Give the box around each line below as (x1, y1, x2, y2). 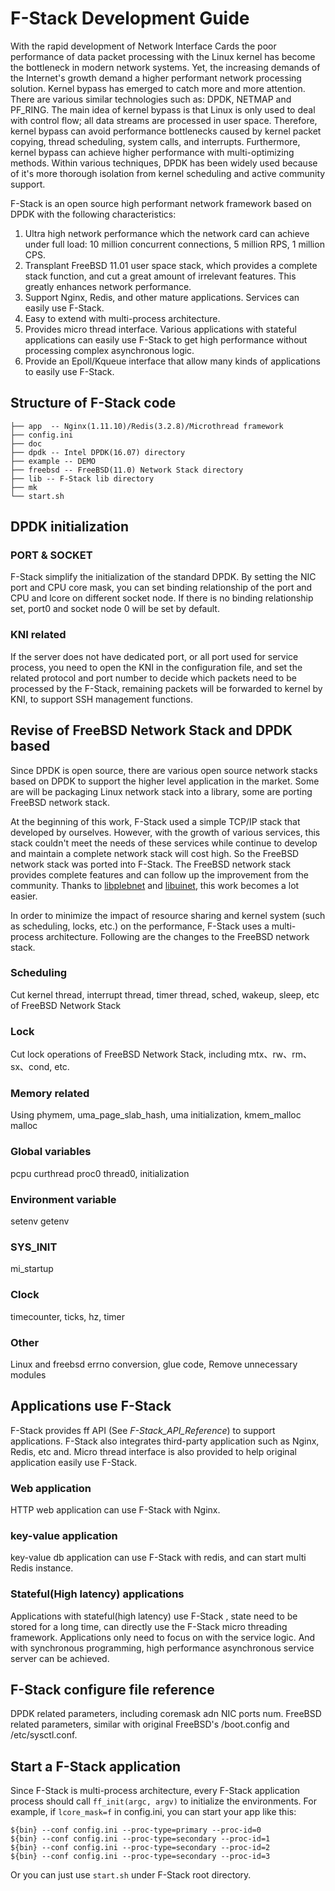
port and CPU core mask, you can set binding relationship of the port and (10, 582, 313, 594)
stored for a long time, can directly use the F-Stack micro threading (10, 1620, 288, 1632)
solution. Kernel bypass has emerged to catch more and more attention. (10, 82, 306, 94)
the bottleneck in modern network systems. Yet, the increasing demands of (10, 61, 321, 73)
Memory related (10, 1087, 90, 1101)
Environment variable (10, 1192, 117, 1206)
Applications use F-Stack (10, 1398, 172, 1415)
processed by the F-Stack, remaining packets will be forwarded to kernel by (10, 682, 323, 694)
